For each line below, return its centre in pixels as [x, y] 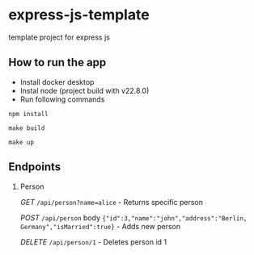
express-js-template [79, 15]
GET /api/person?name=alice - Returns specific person [112, 202]
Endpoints [35, 167]
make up [21, 142]
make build [27, 128]
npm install [28, 114]
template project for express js [59, 37]
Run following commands [62, 99]
